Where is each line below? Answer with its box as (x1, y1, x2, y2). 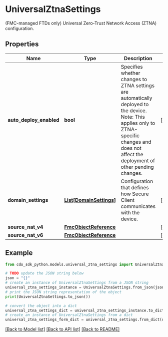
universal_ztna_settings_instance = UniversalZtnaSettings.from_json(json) (5, 285, 166, 290)
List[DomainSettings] (64, 196, 116, 203)
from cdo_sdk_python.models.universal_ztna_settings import (5, 262, 133, 267)
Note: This (120, 113, 145, 120)
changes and (120, 138, 151, 145)
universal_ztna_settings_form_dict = (5, 317, 84, 322)
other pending (120, 163, 154, 170)
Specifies (120, 63, 143, 70)
